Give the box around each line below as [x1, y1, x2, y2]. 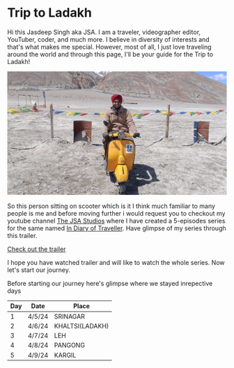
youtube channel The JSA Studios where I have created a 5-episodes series [7, 216, 226, 225]
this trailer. [7, 231, 38, 239]
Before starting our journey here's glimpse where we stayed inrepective [7, 279, 213, 287]
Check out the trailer [7, 245, 66, 253]
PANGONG [54, 341, 86, 349]
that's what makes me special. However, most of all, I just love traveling [7, 42, 212, 51]
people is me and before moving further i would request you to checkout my [7, 209, 226, 217]
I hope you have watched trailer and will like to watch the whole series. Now [7, 258, 225, 266]
